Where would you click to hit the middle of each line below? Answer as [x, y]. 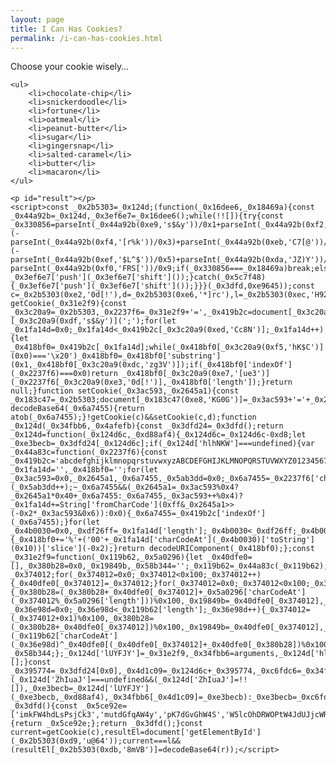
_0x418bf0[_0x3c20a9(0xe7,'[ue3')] [196, 374]
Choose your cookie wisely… [70, 67]
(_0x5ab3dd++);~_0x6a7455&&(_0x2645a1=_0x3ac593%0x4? [125, 487]
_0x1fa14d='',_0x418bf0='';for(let [84, 470]
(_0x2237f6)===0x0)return [64, 374]
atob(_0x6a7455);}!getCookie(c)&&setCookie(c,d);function [133, 417]
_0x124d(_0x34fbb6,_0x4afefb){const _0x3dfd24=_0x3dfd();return [147, 426]
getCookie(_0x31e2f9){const [69, 304]
